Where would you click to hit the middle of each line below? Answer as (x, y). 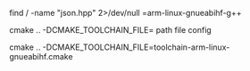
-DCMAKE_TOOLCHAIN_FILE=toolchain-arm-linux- (136, 47)
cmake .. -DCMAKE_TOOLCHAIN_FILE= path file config (110, 30)
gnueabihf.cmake (41, 56)
